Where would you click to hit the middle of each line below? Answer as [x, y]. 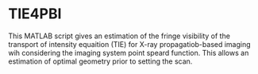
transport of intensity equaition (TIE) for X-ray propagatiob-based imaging [130, 44]
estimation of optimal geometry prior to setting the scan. [100, 61]
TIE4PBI [35, 14]
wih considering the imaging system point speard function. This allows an [129, 53]
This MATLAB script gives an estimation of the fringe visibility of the [119, 36]
